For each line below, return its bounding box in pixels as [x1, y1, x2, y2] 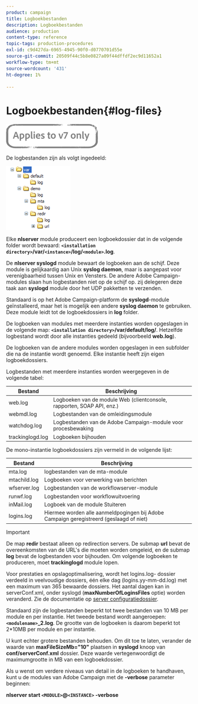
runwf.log [8, 493, 32, 500]
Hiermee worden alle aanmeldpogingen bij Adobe [44, 509, 164, 516]
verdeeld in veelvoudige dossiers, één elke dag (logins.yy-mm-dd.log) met [6, 576, 187, 584]
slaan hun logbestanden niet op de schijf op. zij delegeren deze [28, 278, 183, 286]
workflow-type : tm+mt [6, 59, 60, 65]
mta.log [8, 468, 27, 475]
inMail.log [8, 501, 32, 508]
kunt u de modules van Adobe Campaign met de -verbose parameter [6, 673, 175, 680]
